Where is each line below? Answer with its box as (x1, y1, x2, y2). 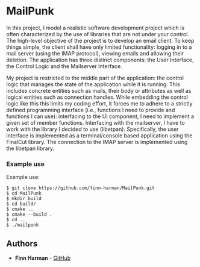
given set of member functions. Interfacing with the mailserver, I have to (6, 119, 185, 126)
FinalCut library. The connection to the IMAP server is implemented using (6, 138, 188, 145)
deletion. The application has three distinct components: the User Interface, (6, 56, 194, 63)
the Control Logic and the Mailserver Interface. (6, 62, 122, 70)
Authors (6, 238, 38, 248)
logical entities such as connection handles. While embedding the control (6, 93, 189, 101)
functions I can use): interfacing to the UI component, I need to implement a (6, 113, 195, 120)
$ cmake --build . (6, 212, 52, 218)
